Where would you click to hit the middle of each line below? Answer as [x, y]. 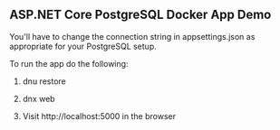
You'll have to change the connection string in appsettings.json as [132, 36]
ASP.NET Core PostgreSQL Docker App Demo [140, 15]
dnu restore [44, 81]
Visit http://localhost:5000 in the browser [99, 116]
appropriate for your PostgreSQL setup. [83, 46]
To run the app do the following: [69, 63]
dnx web [39, 98]
